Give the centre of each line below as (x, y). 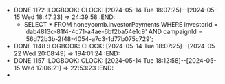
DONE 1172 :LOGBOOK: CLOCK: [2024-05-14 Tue (84, 10)
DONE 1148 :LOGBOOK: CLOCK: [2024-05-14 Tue (84, 46)
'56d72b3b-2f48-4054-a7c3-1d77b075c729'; (88, 39)
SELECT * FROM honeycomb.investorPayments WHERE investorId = (121, 24)
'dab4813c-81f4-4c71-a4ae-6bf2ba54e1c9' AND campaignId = (113, 31)
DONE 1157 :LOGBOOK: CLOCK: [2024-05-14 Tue (84, 60)
